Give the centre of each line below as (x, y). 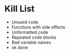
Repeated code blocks (34, 37)
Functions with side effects (38, 27)
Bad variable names (31, 42)
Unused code (25, 22)
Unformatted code (30, 32)
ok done (20, 47)
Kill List (20, 9)
